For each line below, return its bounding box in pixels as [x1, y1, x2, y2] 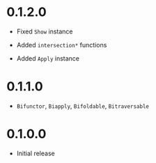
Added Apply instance [16, 54, 80, 63]
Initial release [16, 149, 55, 157]
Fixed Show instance [16, 27, 74, 36]
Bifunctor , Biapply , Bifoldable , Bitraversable [16, 102, 149, 110]
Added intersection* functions [16, 40, 107, 49]
